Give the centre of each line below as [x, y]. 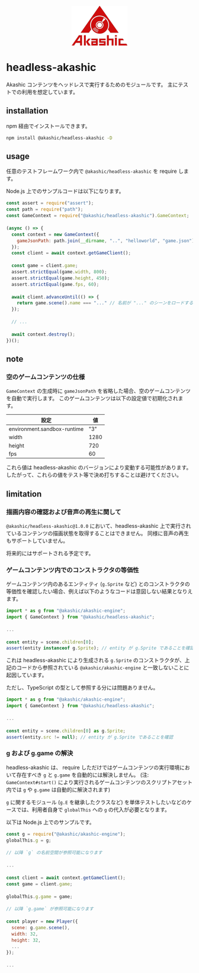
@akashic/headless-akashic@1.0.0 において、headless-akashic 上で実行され [99, 526]
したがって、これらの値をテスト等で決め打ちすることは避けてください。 [94, 475]
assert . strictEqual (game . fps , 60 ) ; [55, 284]
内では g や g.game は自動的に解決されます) [58, 790]
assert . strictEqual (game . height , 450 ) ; [61, 278]
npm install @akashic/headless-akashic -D [59, 138]
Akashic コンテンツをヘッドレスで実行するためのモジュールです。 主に [92, 84]
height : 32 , [26, 940]
